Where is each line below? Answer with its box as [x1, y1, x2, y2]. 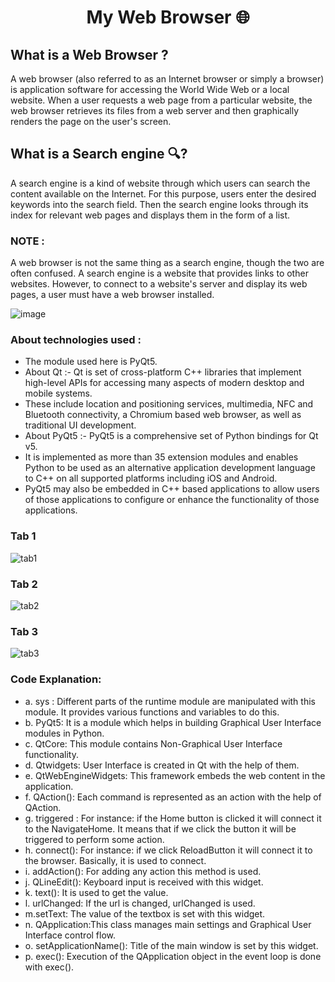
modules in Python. [24, 727, 105, 739]
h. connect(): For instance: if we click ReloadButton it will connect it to [24, 844, 313, 856]
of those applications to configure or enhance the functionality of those [24, 494, 320, 506]
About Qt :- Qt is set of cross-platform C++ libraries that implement [24, 366, 302, 378]
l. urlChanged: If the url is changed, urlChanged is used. [24, 897, 256, 909]
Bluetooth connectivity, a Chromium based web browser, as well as [24, 409, 302, 421]
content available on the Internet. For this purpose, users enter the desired [10, 187, 317, 200]
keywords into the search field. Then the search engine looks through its [10, 198, 309, 210]
